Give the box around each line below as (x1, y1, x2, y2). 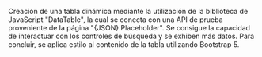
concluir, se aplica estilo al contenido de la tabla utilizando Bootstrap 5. (8, 40, 240, 49)
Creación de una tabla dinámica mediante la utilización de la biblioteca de (8, 7, 249, 16)
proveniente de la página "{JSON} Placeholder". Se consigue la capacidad (8, 23, 251, 32)
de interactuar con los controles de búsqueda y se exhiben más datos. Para (8, 31, 255, 41)
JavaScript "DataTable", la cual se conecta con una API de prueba (8, 15, 223, 24)
